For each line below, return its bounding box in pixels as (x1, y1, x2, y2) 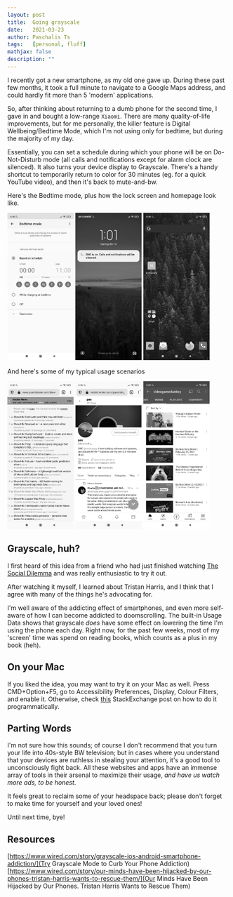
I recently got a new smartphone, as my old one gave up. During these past (7, 76, 225, 84)
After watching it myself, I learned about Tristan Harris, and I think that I (7, 583, 214, 591)
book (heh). (7, 641, 41, 649)
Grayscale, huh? (7, 543, 81, 554)
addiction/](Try (7, 860, 51, 868)
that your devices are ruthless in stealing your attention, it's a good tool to (7, 756, 220, 764)
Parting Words (7, 722, 72, 734)
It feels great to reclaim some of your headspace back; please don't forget (7, 792, 222, 800)
